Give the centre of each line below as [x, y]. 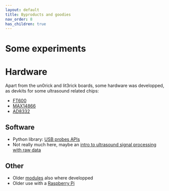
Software [20, 127]
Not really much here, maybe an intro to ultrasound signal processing [84, 145]
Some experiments [46, 49]
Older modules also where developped [53, 178]
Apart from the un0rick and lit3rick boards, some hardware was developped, [85, 85]
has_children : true [26, 24]
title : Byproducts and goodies [38, 15]
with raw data [27, 150]
